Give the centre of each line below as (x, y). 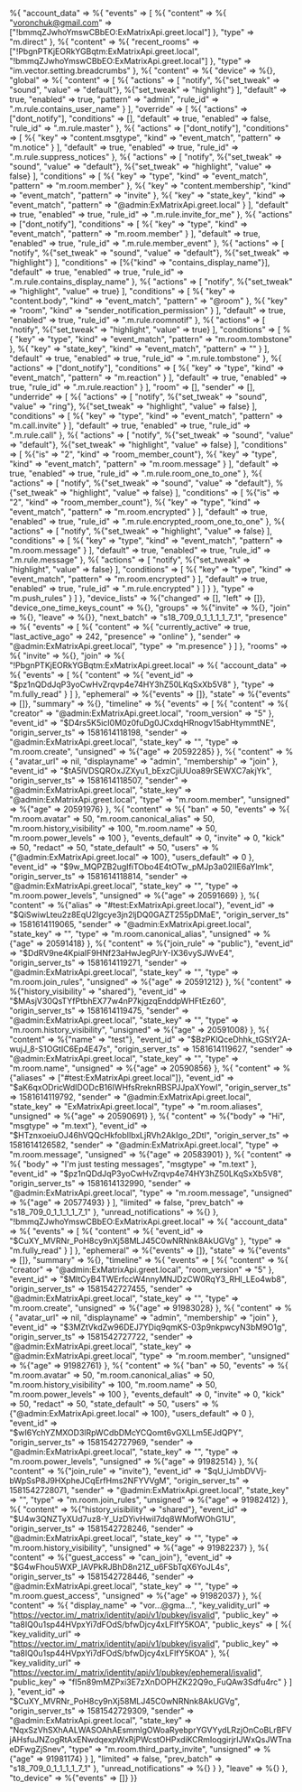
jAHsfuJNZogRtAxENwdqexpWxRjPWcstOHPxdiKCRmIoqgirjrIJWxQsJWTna (151, 1740)
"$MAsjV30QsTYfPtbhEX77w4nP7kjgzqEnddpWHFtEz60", (118, 1001)
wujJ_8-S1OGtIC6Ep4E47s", (61, 1049)
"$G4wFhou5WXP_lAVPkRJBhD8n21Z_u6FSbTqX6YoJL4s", (119, 1567)
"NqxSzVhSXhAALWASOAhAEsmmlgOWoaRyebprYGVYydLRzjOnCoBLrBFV (151, 1730)
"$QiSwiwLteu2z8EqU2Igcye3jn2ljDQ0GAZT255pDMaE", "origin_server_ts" (150, 915)
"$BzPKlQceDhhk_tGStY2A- (239, 1039)
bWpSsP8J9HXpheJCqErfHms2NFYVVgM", (91, 1481)
